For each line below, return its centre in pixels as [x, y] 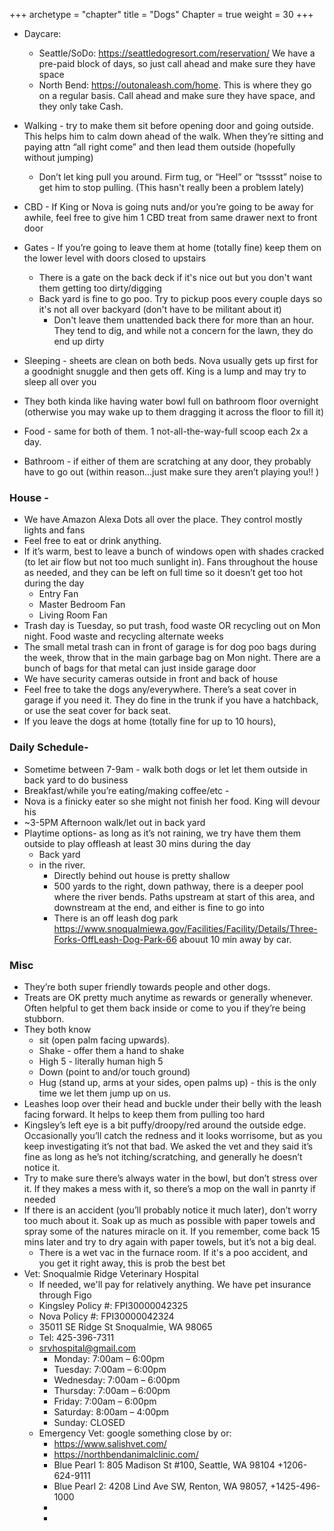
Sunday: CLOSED [89, 1422]
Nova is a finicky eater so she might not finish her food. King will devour [172, 801]
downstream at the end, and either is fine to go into [159, 907]
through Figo [65, 1295]
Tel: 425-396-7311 [76, 1337]
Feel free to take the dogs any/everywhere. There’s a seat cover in [160, 690]
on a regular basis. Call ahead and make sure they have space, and [177, 95]
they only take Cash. [81, 106]
